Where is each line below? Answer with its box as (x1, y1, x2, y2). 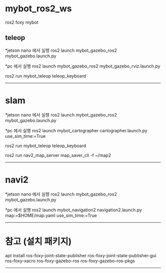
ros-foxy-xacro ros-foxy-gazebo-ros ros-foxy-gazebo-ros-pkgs (5, 258, 135, 264)
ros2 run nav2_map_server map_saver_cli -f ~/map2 (5, 152, 111, 158)
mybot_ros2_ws (5, 3, 72, 14)
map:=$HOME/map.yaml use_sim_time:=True (5, 212, 97, 218)
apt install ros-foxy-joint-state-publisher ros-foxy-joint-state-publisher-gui (5, 252, 157, 258)
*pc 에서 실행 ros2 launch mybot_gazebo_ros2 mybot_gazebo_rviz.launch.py (5, 63, 161, 69)
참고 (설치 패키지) (5, 235, 72, 247)
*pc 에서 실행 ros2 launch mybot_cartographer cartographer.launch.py (5, 127, 148, 133)
